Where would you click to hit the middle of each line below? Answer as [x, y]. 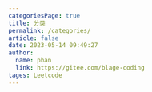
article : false [34, 38]
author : [21, 53]
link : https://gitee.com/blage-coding [80, 68]
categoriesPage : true [44, 16]
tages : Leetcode [35, 75]
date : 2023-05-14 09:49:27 [53, 46]
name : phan [34, 61]
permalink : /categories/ [50, 30]
